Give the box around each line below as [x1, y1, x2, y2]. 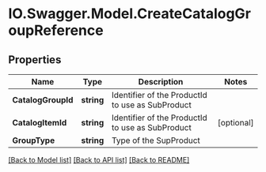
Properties [8, 53, 62, 66]
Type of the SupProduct [112, 135, 200, 146]
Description [138, 77, 184, 87]
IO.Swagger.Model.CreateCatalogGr [8, 5, 252, 23]
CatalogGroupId [12, 95, 74, 105]
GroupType [12, 135, 55, 146]
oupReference [8, 21, 104, 39]
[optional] [217, 118, 254, 128]
